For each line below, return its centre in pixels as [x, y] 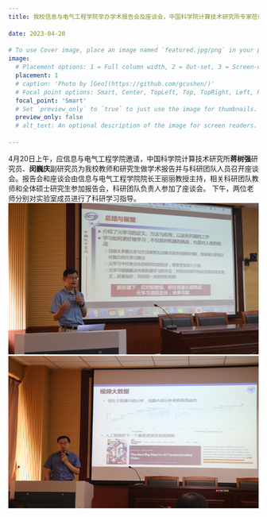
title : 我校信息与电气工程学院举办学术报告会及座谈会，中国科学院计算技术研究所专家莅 [133, 17]
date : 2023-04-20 [37, 33]
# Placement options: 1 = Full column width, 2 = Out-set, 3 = [122, 68]
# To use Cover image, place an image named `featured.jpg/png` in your [131, 50]
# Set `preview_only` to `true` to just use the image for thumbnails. [137, 109]
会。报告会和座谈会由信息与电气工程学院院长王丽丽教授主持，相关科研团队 [130, 178]
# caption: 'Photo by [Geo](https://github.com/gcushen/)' [115, 83]
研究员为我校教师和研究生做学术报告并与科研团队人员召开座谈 [158, 168]
